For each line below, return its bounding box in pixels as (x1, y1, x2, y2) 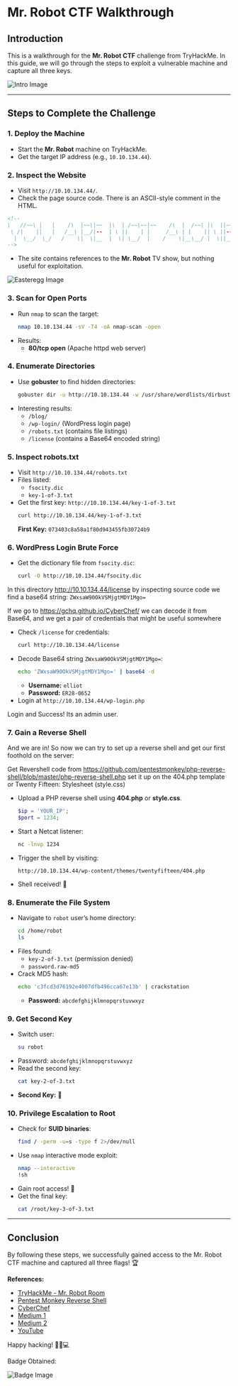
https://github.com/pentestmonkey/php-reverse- (83, 765, 225, 774)
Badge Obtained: (7, 1357, 57, 1365)
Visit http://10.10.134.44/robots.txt (17, 468, 127, 476)
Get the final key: (17, 1191, 68, 1200)
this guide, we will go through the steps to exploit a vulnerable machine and (7, 59, 228, 67)
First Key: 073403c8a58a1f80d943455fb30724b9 (17, 525, 150, 533)
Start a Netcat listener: (17, 826, 84, 835)
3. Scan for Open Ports (7, 293, 87, 303)
